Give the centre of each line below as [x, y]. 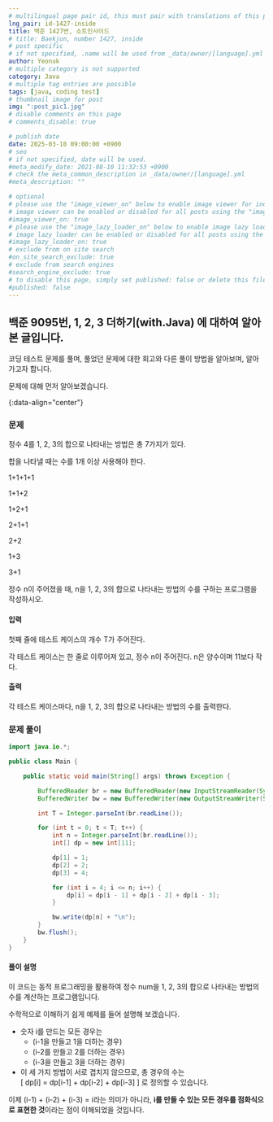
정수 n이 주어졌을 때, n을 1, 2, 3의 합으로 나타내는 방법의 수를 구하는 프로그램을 [133, 589]
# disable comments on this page [65, 115]
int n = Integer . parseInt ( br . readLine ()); [125, 836]
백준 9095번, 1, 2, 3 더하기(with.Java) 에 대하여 [124, 322]
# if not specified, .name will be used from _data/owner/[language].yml [136, 54]
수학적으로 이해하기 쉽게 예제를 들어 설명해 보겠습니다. [94, 1014]
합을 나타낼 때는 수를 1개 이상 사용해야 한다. [77, 461]
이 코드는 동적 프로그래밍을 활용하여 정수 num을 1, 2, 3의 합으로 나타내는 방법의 [134, 986]
